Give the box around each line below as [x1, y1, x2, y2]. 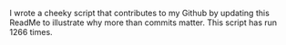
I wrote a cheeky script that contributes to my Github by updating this [9, 8, 271, 18]
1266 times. [9, 27, 53, 37]
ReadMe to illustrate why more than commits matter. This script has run [9, 17, 278, 28]
